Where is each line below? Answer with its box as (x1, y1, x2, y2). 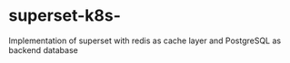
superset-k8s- (8, 5, 122, 26)
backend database (8, 44, 78, 55)
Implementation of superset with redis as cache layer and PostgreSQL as (8, 35, 282, 46)
